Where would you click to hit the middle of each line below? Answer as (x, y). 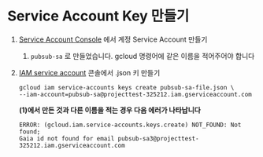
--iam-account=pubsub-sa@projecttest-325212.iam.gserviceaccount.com (135, 94)
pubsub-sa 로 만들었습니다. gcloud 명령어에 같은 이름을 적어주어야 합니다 (143, 56)
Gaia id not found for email (67, 138)
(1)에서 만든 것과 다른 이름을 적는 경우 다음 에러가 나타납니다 (110, 110)
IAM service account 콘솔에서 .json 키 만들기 (89, 72)
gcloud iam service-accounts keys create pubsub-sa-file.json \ (126, 87)
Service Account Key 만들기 (98, 16)
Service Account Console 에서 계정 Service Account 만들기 (113, 39)
